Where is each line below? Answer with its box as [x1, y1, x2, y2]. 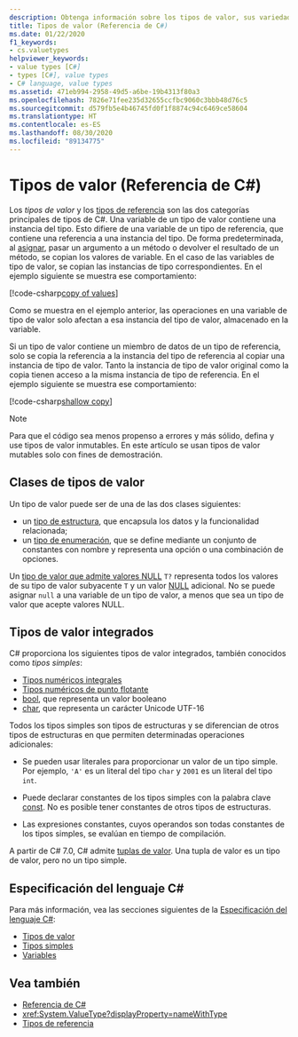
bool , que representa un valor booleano [21, 693, 167, 704]
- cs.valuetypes [9, 46, 69, 55]
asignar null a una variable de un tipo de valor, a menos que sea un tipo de [9, 590, 284, 600]
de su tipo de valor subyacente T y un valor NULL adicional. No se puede [9, 580, 276, 590]
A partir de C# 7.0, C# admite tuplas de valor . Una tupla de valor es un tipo [9, 845, 281, 857]
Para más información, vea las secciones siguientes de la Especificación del [9, 905, 288, 915]
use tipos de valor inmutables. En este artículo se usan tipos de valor [9, 439, 261, 450]
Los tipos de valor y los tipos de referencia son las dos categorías [9, 204, 250, 215]
